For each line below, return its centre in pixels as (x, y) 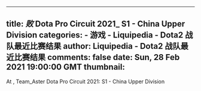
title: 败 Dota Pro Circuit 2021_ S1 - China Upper (96, 24)
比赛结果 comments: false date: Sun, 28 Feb (97, 57)
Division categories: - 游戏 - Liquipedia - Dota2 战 (100, 35)
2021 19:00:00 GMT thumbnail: (66, 67)
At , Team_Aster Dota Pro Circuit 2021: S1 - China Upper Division (86, 81)
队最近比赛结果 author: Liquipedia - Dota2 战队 (93, 46)
